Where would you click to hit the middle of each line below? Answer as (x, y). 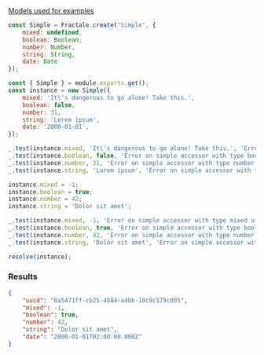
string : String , (49, 54)
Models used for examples (51, 11)
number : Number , (49, 47)
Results (23, 276)
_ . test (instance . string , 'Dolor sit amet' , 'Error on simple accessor (126, 242)
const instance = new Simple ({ (59, 90)
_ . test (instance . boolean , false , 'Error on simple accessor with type (126, 156)
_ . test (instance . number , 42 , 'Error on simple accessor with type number (132, 235)
